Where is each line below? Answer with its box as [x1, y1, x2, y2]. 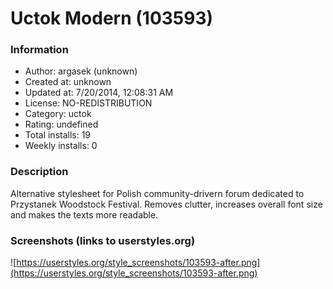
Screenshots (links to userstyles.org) [10, 233, 196, 247]
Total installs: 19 [24, 129, 92, 141]
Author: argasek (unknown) [24, 65, 138, 77]
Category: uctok [24, 108, 92, 120]
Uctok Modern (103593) [10, 7, 214, 30]
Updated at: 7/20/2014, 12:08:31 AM [24, 87, 174, 99]
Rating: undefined [24, 118, 99, 131]
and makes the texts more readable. [10, 208, 159, 221]
